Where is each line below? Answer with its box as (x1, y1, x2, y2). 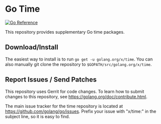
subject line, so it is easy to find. (5, 113, 70, 119)
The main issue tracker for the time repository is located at (5, 103, 123, 109)
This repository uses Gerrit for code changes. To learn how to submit (5, 88, 144, 94)
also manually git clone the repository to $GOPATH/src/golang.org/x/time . (5, 61, 152, 67)
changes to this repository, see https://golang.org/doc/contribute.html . (5, 94, 148, 100)
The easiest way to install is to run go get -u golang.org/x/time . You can (5, 56, 153, 62)
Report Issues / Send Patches (5, 76, 97, 84)
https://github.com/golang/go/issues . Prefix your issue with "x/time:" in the (5, 108, 157, 114)
